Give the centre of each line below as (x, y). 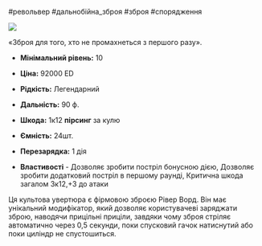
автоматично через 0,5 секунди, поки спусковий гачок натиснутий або (131, 225)
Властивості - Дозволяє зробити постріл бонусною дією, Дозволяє (137, 167)
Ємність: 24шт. (47, 135)
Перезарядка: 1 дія (53, 151)
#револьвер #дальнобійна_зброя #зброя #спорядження (105, 12)
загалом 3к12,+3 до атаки (64, 184)
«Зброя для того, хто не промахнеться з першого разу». (105, 42)
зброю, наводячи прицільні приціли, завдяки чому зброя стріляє (120, 217)
